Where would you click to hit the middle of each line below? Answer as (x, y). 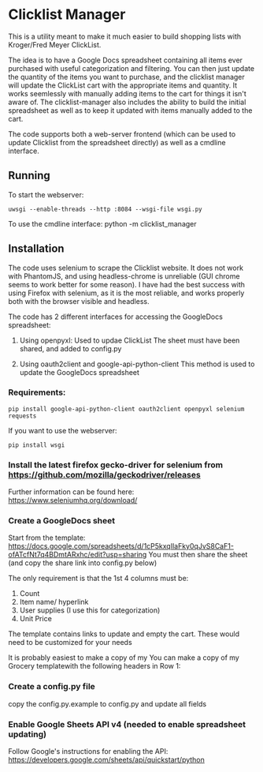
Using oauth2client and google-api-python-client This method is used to (137, 364)
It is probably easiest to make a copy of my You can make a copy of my (124, 658)
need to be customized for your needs (70, 643)
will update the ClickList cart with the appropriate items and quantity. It (123, 85)
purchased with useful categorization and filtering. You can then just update (131, 68)
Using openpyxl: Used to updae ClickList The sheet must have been (130, 340)
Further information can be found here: (71, 492)
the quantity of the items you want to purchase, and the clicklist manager (127, 77)
